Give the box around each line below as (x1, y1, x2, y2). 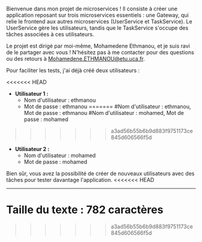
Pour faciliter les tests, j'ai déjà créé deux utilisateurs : (6, 67, 140, 74)
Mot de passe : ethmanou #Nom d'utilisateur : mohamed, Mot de (23, 110, 185, 116)
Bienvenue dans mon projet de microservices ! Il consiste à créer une (6, 5, 178, 12)
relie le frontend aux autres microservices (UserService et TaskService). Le (6, 18, 192, 25)
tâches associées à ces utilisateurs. (6, 31, 94, 38)
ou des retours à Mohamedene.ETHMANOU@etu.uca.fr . (6, 55, 145, 62)
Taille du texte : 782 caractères (6, 203, 164, 217)
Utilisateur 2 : (14, 146, 50, 152)
